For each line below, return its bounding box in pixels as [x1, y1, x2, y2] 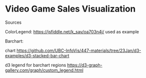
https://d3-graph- [67, 62, 102, 68]
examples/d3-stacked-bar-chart [5, 52, 70, 59]
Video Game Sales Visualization [5, 3, 136, 15]
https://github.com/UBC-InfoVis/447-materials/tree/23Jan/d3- [16, 47, 141, 53]
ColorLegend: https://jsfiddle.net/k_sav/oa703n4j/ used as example [5, 29, 139, 34]
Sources [5, 19, 22, 25]
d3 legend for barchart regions [5, 62, 66, 68]
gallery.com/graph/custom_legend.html [5, 67, 84, 73]
